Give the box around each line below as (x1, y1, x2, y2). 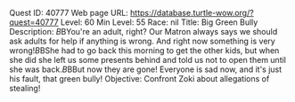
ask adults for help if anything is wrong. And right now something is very (9, 35, 276, 46)
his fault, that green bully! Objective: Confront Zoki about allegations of (9, 74, 270, 83)
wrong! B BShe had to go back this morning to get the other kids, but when (9, 45, 280, 56)
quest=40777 (9, 17, 60, 27)
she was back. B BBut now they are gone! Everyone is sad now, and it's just (9, 64, 283, 75)
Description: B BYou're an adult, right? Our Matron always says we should (9, 27, 278, 36)
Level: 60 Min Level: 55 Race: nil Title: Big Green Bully (61, 17, 258, 27)
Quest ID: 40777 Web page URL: (9, 8, 129, 18)
